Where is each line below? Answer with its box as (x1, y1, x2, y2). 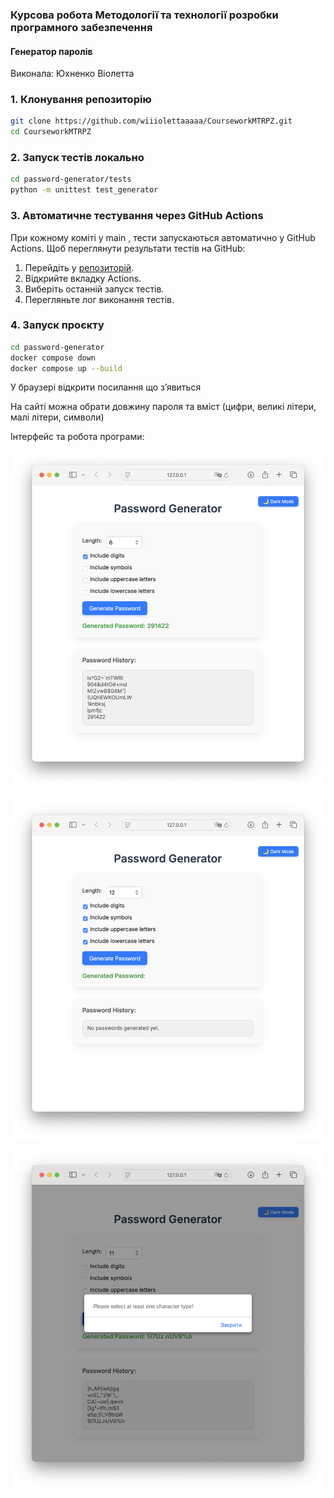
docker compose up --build (10, 363, 123, 373)
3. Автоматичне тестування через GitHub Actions (10, 209, 264, 223)
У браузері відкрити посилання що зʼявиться (10, 381, 202, 393)
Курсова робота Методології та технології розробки (10, 8, 279, 22)
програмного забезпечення (10, 20, 153, 34)
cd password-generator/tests (10, 174, 132, 185)
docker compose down (10, 353, 97, 363)
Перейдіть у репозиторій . (24, 261, 135, 273)
